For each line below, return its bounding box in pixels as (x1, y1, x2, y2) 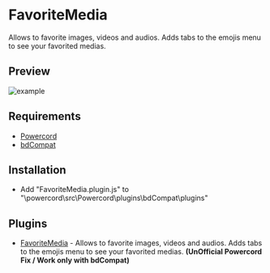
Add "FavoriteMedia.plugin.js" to (19, 185, 130, 194)
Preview (8, 65, 51, 79)
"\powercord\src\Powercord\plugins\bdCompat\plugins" (19, 193, 208, 203)
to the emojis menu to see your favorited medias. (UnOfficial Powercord (19, 247, 262, 257)
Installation (8, 163, 66, 177)
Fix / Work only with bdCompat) (19, 255, 130, 265)
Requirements (8, 109, 81, 123)
